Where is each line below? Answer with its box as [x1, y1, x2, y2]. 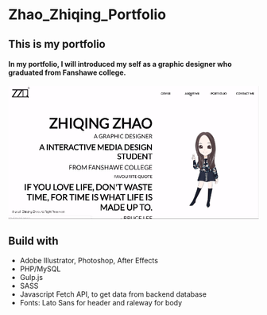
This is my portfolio [8, 37, 106, 51]
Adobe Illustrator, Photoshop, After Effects [19, 255, 159, 265]
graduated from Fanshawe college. [8, 68, 126, 77]
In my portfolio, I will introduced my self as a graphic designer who [8, 60, 232, 69]
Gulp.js [19, 272, 44, 282]
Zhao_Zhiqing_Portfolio [8, 6, 167, 24]
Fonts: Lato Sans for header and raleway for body [19, 297, 183, 307]
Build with [8, 235, 59, 248]
